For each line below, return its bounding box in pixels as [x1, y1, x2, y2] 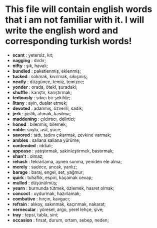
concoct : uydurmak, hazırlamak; [12, 190, 81, 196]
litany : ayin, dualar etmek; [12, 100, 67, 106]
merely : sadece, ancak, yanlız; [12, 164, 77, 170]
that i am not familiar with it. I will [5, 14, 144, 26]
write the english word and [5, 25, 118, 36]
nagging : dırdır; [12, 57, 46, 63]
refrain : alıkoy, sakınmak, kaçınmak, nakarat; [12, 201, 106, 207]
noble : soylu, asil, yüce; [12, 126, 61, 132]
